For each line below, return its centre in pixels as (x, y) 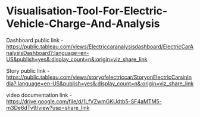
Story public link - (28, 70)
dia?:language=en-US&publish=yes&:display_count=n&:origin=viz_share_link (100, 83)
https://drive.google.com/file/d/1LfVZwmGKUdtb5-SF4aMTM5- (84, 101)
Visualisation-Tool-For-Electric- (87, 11)
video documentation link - (39, 95)
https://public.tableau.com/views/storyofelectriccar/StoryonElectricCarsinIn (99, 77)
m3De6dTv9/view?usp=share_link (48, 107)
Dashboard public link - (35, 40)
